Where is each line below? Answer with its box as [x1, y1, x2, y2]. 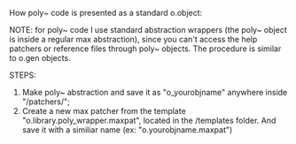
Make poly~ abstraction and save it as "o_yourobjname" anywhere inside [21, 87, 288, 97]
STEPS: [9, 70, 37, 80]
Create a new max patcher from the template [21, 106, 186, 116]
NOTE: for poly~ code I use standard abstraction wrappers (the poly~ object [9, 25, 287, 34]
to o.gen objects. [9, 53, 71, 63]
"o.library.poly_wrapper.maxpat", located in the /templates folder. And [21, 115, 277, 125]
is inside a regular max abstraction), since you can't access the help [9, 34, 258, 44]
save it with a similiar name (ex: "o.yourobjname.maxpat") [21, 125, 233, 135]
